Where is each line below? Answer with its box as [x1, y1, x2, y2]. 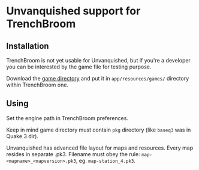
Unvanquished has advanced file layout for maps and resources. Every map [6, 144, 194, 151]
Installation [6, 41, 49, 51]
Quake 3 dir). [6, 132, 39, 139]
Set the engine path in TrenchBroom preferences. [6, 114, 129, 121]
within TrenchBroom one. [6, 81, 69, 88]
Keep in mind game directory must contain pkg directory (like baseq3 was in [6, 126, 191, 133]
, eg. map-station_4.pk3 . [76, 157, 136, 164]
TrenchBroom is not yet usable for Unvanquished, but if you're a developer [6, 57, 191, 64]
